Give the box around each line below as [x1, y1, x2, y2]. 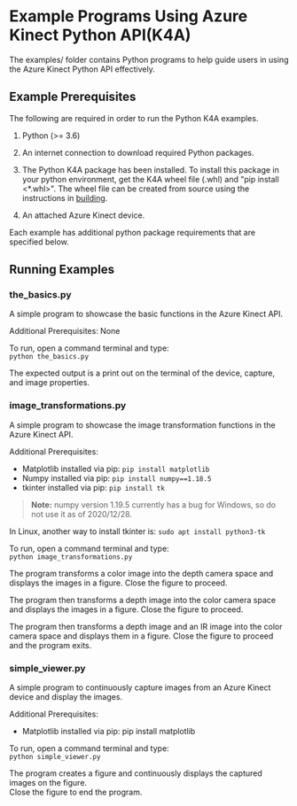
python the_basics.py [9, 353, 90, 361]
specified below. [9, 236, 69, 247]
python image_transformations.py [9, 552, 133, 562]
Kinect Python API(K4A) [9, 25, 191, 45]
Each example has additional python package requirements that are [9, 227, 255, 237]
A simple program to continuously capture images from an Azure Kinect [9, 682, 271, 693]
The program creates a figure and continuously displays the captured [9, 768, 263, 779]
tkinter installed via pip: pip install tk [21, 482, 166, 492]
